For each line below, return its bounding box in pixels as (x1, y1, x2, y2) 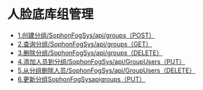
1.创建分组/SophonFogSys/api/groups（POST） (17, 31, 156, 39)
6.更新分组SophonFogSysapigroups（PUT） (17, 75, 146, 83)
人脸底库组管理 (7, 6, 94, 22)
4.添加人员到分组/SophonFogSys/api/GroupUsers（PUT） (17, 57, 185, 65)
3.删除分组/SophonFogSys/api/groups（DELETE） (17, 49, 163, 57)
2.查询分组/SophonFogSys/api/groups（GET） (17, 39, 152, 48)
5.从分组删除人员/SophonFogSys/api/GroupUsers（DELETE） (17, 66, 196, 75)
